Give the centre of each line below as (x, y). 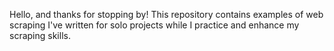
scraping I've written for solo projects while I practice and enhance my (154, 25)
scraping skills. (40, 35)
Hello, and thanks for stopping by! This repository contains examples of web (166, 14)
